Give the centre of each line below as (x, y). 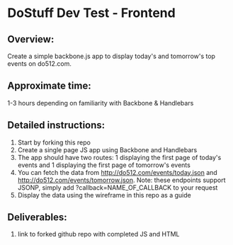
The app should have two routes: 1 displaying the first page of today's (119, 157)
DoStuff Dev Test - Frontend (91, 13)
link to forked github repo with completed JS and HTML (98, 234)
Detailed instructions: (56, 125)
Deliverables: (37, 217)
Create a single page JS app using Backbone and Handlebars (107, 149)
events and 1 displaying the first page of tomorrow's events (104, 165)
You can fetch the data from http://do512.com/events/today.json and (117, 172)
